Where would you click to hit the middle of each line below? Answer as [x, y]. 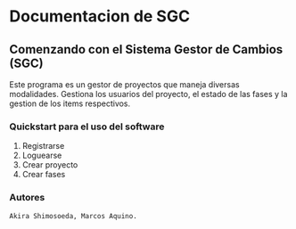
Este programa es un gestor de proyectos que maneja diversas [124, 85]
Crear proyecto [50, 165]
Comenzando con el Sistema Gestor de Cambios [146, 49]
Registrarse [43, 146]
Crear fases [44, 175]
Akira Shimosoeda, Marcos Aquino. [74, 216]
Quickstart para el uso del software [87, 127]
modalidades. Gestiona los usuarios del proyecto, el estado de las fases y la [148, 94]
